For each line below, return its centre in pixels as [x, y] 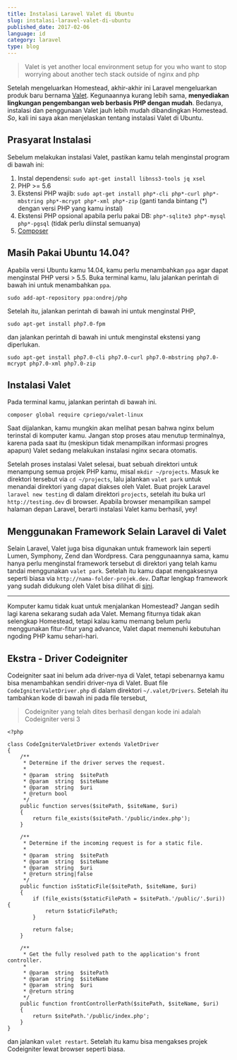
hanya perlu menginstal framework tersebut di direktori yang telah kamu [112, 564]
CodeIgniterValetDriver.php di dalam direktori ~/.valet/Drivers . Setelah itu [118, 691]
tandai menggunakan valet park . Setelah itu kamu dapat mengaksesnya [113, 571]
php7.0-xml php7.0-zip [63, 363]
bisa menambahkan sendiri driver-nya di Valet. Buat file [87, 683]
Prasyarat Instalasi [49, 140]
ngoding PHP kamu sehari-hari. [53, 637]
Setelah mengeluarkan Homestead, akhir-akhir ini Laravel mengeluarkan [112, 88]
